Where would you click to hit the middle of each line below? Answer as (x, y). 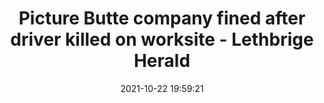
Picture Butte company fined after (162, 18)
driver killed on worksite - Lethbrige (162, 39)
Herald (162, 61)
